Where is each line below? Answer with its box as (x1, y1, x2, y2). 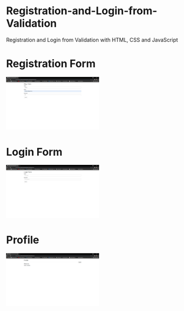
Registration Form (6, 57, 96, 70)
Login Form (6, 145, 63, 158)
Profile (6, 233, 40, 247)
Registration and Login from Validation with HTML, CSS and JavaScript (6, 36, 178, 43)
